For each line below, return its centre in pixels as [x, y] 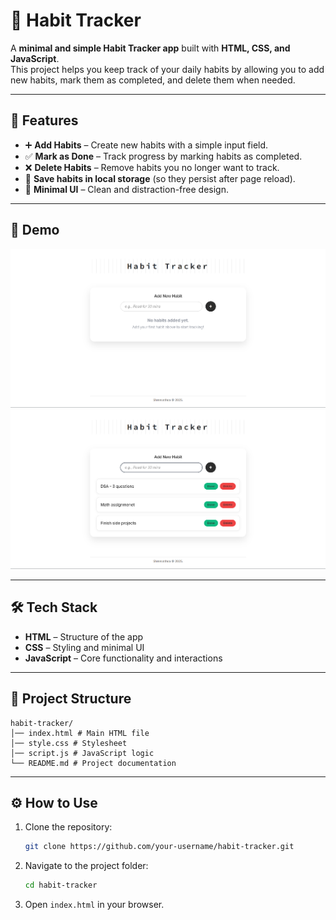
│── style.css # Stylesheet [69, 743]
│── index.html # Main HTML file [80, 733]
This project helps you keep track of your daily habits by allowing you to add [167, 69]
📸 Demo [35, 230]
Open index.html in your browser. [94, 905]
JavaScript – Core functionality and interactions [123, 658]
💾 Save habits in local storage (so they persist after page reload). [160, 178]
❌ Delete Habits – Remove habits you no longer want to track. [152, 167]
